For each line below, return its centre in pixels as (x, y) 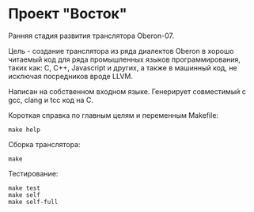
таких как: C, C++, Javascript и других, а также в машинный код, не (123, 67)
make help (25, 130)
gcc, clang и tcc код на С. (51, 100)
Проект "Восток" (68, 14)
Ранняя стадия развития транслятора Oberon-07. (91, 36)
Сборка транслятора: (44, 144)
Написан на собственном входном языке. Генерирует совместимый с (127, 91)
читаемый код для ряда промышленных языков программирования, (125, 59)
